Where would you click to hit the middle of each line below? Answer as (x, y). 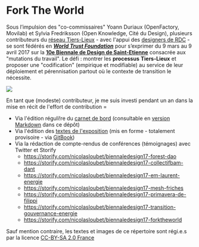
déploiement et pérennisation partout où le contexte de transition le (89, 71)
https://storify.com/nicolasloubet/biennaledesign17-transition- (100, 207)
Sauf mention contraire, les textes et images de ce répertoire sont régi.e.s (97, 231)
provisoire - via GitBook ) (45, 137)
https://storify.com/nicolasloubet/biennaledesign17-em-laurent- (102, 175)
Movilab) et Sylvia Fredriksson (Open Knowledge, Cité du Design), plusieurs (99, 33)
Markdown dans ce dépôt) (47, 124)
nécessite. (19, 78)
